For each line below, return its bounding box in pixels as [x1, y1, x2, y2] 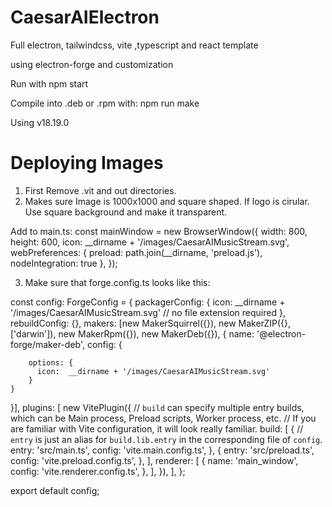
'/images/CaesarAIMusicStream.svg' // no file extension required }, [10, 306, 286, 318]
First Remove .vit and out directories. [24, 184, 177, 196]
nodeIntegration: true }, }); [10, 257, 118, 269]
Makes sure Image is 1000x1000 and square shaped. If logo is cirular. [24, 195, 310, 207]
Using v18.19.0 [10, 116, 70, 128]
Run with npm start [10, 77, 89, 90]
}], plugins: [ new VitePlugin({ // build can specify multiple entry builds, [10, 401, 305, 413]
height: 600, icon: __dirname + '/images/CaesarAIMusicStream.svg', [10, 236, 290, 248]
